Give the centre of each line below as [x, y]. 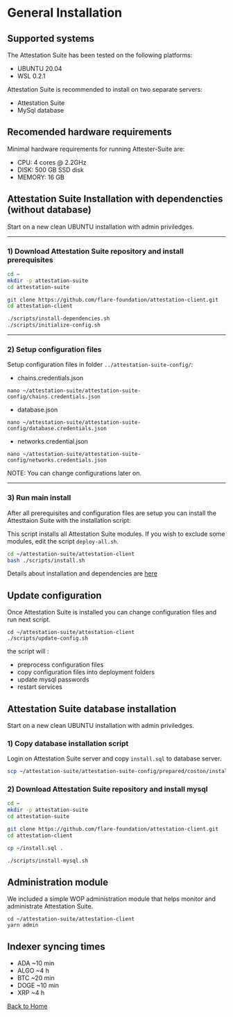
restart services [40, 687]
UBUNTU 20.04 [40, 68]
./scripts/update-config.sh [48, 638]
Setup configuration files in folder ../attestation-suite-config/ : [100, 365]
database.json [37, 410]
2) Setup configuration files [54, 349]
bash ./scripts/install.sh [46, 560]
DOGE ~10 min [38, 986]
